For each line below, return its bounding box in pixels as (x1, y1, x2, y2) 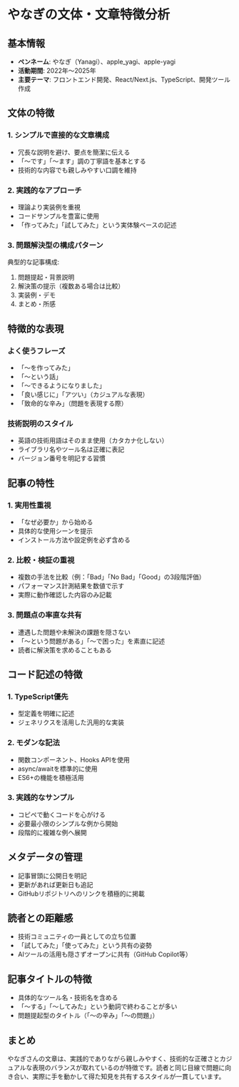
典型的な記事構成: (7, 258, 60, 266)
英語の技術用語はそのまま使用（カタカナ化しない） (17, 436, 168, 445)
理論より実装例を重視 (17, 203, 81, 211)
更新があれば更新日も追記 (17, 880, 93, 889)
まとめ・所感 (17, 300, 56, 308)
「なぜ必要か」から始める (17, 517, 93, 526)
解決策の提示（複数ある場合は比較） (17, 282, 125, 290)
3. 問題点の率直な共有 (7, 610, 82, 620)
